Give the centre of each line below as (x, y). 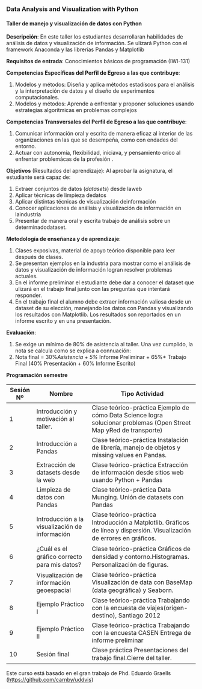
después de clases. (39, 257)
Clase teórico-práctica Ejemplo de (140, 408)
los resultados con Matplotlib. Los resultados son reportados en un (98, 314)
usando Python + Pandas (127, 480)
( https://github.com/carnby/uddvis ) (50, 680)
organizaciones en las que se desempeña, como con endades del (96, 140)
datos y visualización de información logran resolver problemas (93, 270)
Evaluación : (21, 332)
